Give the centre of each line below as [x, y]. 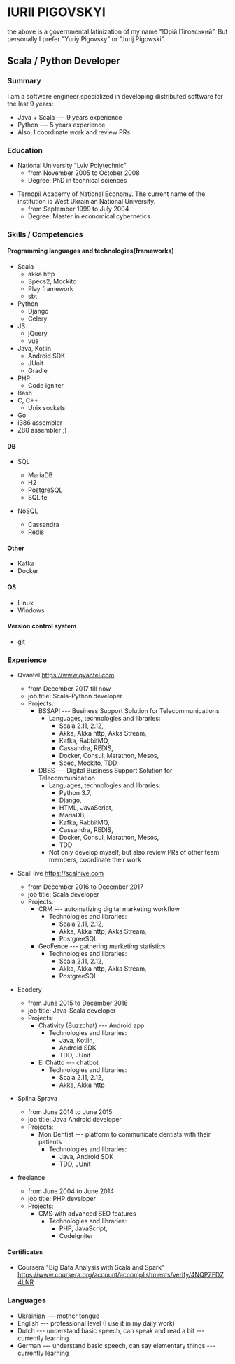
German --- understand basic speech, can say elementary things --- [116, 1345]
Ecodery [29, 990]
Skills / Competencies [45, 234]
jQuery [37, 334]
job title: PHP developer [62, 1199]
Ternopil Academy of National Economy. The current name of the [111, 194]
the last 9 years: [30, 104]
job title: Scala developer [64, 894]
